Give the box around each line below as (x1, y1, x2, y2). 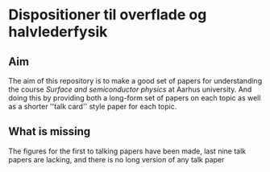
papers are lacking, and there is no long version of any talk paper (8, 154, 225, 164)
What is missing (8, 125, 91, 138)
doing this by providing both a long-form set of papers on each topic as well (8, 93, 261, 102)
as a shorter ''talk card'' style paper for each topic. (8, 102, 177, 111)
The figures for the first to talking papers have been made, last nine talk (8, 146, 247, 156)
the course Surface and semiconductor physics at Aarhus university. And (8, 84, 252, 94)
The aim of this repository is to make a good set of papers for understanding (8, 76, 263, 85)
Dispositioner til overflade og (8, 6, 207, 24)
